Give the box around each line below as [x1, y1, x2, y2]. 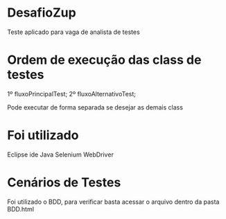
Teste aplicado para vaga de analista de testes [7, 28, 140, 36]
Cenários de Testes [7, 175, 121, 190]
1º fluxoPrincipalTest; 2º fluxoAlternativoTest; [7, 89, 137, 98]
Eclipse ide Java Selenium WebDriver [7, 150, 114, 159]
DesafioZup [7, 5, 76, 21]
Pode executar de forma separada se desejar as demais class [7, 103, 184, 112]
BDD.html [7, 204, 35, 213]
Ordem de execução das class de [7, 52, 202, 68]
